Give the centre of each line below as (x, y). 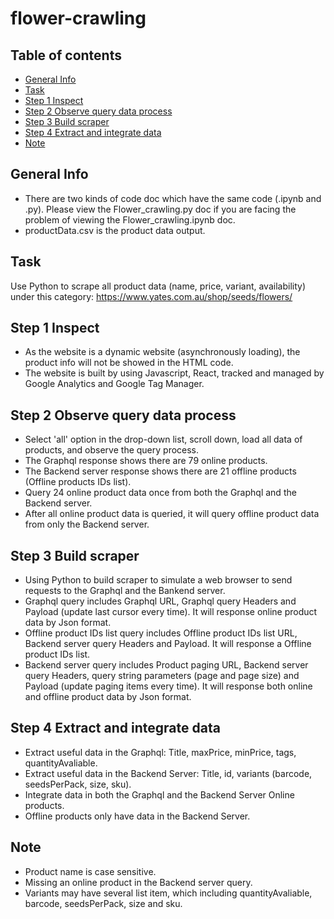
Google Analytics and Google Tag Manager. (114, 384)
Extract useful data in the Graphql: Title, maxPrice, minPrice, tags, (160, 752)
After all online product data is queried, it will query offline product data (172, 514)
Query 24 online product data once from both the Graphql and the (160, 493)
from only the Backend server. (87, 524)
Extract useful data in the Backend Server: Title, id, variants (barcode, (168, 773)
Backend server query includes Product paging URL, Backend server (166, 665)
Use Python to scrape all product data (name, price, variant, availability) (158, 286)
